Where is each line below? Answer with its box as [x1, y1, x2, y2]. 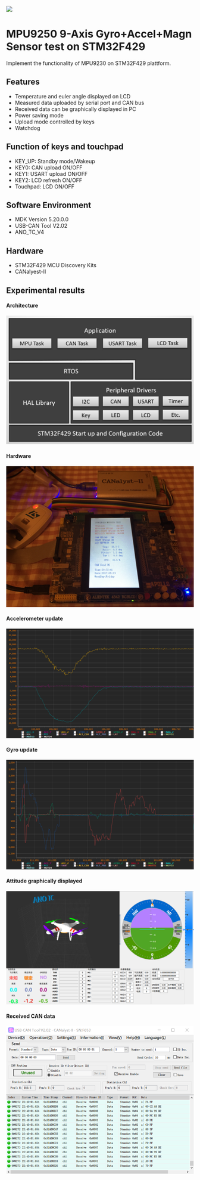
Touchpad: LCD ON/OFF [14, 182, 75, 190]
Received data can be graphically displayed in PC [14, 105, 136, 113]
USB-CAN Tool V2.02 [14, 222, 68, 230]
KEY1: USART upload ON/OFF [14, 170, 88, 177]
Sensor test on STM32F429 [6, 40, 146, 54]
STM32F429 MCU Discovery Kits [14, 262, 97, 269]
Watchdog [14, 124, 40, 131]
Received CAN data [6, 1012, 55, 1020]
